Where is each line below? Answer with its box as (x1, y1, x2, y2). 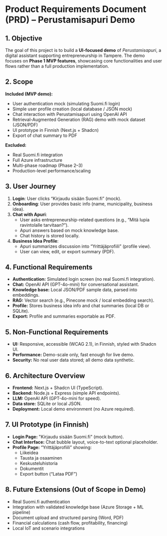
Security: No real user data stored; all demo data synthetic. (12, 357, 135, 363)
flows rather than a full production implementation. (5, 63, 109, 69)
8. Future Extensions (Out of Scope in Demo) (5, 486, 146, 494)
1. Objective (5, 34, 42, 42)
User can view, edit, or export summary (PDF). (19, 248, 116, 254)
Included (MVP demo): (5, 91, 53, 97)
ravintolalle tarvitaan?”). (19, 222, 69, 228)
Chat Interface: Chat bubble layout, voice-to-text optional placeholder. (12, 439, 159, 445)
